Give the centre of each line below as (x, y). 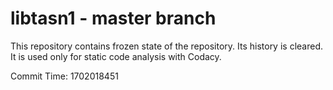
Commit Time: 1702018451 (64, 76)
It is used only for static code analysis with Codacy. (116, 56)
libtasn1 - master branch (113, 18)
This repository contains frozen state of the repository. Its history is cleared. (166, 46)
